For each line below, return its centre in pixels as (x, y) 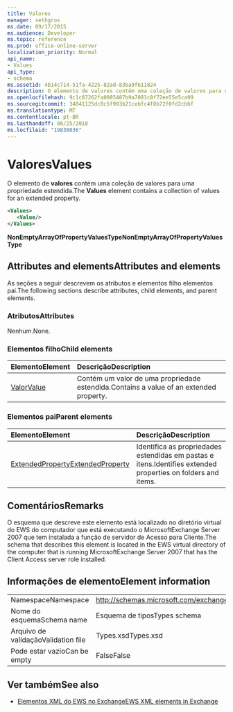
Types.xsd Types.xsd (129, 636)
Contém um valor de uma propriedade (139, 379)
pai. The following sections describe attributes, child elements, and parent (112, 290)
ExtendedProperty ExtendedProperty (70, 464)
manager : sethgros (34, 20)
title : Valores (29, 14)
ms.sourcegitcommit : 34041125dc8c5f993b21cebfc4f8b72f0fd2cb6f (101, 104)
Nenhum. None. (29, 331)
